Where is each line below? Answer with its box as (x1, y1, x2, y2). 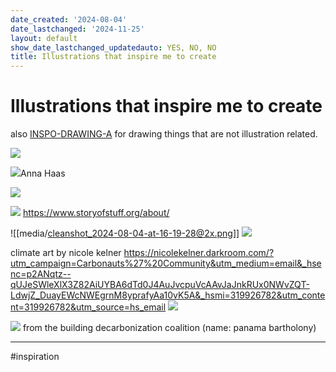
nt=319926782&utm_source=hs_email (10, 301, 167, 313)
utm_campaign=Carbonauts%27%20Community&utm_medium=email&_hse (10, 257, 322, 270)
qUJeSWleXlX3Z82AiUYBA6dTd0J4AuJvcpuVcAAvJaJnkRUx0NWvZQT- (10, 279, 310, 291)
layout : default (10, 33, 78, 43)
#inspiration (10, 351, 60, 363)
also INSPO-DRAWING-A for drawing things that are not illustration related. (10, 128, 318, 140)
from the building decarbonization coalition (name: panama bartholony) (22, 322, 317, 334)
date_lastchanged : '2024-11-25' (10, 24, 145, 34)
